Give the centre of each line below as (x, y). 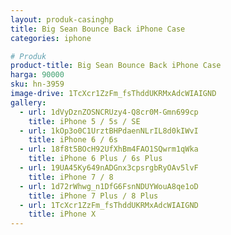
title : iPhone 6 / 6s (73, 140)
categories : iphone (51, 38)
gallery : (28, 102)
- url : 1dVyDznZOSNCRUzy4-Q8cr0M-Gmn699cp (109, 112)
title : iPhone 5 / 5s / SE (84, 121)
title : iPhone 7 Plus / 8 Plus (93, 196)
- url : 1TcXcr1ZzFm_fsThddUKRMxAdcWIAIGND (109, 205)
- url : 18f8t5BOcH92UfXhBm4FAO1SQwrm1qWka (109, 149)
